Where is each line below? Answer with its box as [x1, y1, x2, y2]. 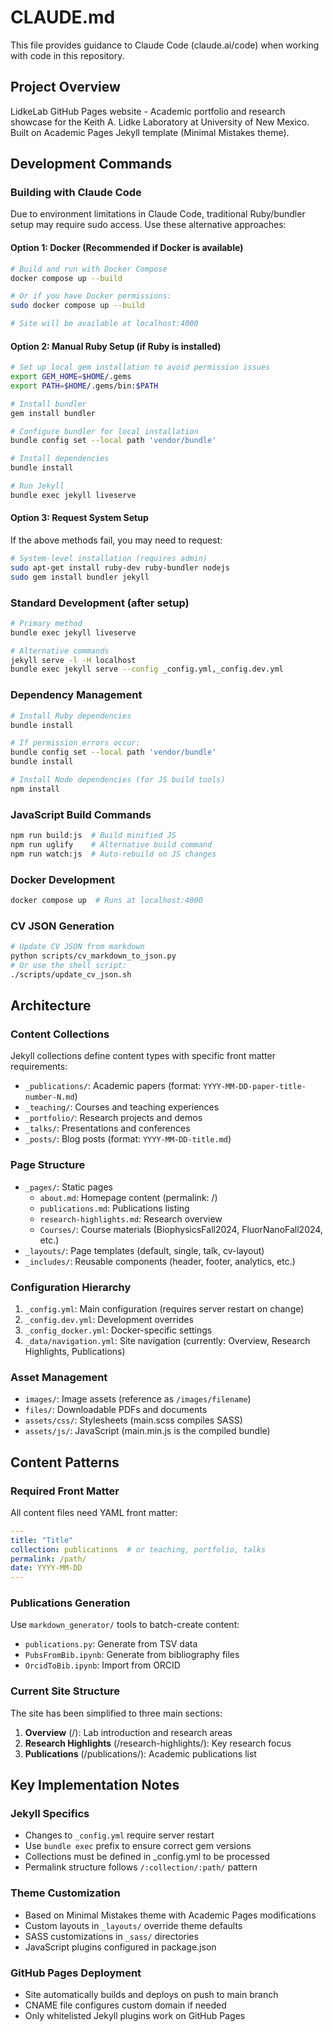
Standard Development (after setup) [10, 596, 190, 610]
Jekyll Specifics [10, 1807, 90, 1821]
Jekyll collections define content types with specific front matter [10, 1050, 276, 1062]
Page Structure [10, 1158, 86, 1172]
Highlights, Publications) [24, 1345, 126, 1357]
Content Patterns [10, 1454, 120, 1471]
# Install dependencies [10, 454, 110, 464]
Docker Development [10, 872, 116, 886]
